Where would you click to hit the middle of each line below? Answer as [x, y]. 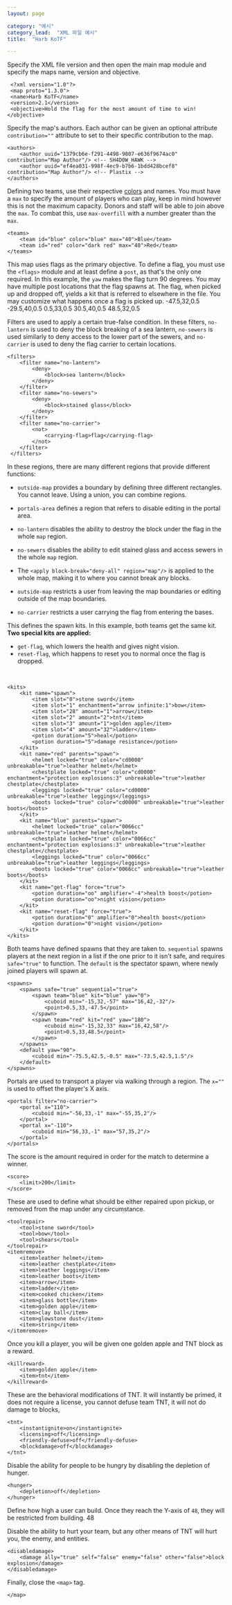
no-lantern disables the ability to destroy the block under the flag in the [119, 529]
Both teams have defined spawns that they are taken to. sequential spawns [115, 949]
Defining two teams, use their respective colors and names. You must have [114, 191]
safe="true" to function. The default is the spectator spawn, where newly [113, 963]
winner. [18, 1164]
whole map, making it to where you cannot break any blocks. [104, 578]
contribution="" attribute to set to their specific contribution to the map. [110, 135]
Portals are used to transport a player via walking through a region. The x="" [116, 1081]
